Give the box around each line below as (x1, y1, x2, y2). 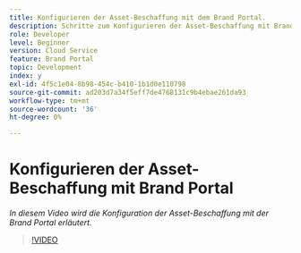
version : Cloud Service (9, 46, 99, 55)
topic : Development (9, 63, 82, 72)
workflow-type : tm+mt (9, 96, 90, 105)
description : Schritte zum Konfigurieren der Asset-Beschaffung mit (9, 21, 271, 30)
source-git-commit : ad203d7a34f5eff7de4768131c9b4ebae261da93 (9, 88, 246, 97)
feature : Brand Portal (9, 55, 94, 63)
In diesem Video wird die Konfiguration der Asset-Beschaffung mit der (9, 207, 270, 219)
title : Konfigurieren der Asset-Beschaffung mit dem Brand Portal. (9, 13, 267, 22)
